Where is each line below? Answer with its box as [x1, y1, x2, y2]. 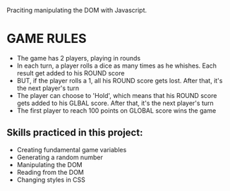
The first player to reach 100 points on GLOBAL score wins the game [16, 106, 217, 115]
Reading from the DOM [16, 168, 84, 176]
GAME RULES [6, 31, 87, 47]
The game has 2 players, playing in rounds [16, 54, 141, 62]
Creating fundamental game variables [16, 145, 127, 154]
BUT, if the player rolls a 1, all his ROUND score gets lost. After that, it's [16, 76, 223, 85]
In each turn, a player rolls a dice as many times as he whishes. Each [16, 61, 217, 70]
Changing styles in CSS [16, 175, 86, 184]
